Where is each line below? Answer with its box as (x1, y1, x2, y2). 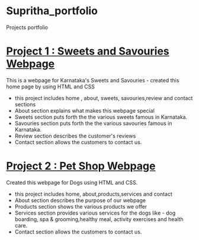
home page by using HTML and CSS (6, 83, 95, 90)
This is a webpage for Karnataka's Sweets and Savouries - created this (6, 76, 179, 84)
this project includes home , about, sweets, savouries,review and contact (14, 94, 193, 101)
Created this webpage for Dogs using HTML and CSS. (6, 179, 138, 186)
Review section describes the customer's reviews (14, 132, 136, 139)
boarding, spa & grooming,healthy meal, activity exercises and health (14, 215, 184, 223)
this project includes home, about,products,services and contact (14, 190, 173, 197)
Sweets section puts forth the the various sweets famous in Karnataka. (14, 113, 188, 120)
